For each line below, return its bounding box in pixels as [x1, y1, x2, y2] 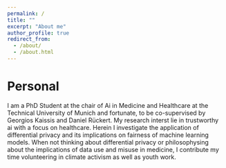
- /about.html [13, 49, 54, 56]
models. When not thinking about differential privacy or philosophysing [7, 138, 209, 146]
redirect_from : [7, 36, 51, 43]
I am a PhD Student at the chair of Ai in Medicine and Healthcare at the [7, 101, 209, 109]
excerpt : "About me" [7, 23, 67, 30]
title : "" [7, 17, 36, 24]
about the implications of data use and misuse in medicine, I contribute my [7, 145, 220, 153]
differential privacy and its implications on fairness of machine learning [7, 131, 209, 139]
